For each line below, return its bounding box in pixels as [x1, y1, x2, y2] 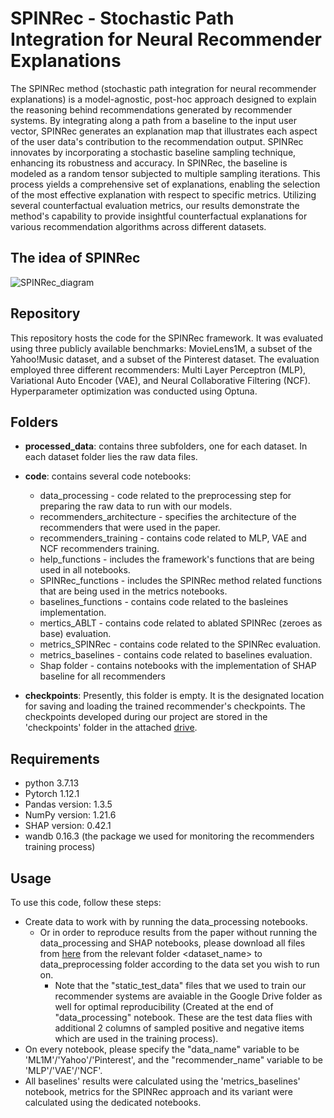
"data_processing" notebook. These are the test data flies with [54, 1012, 313, 1023]
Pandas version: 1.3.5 [24, 798, 113, 811]
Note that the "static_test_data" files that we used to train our [54, 980, 307, 991]
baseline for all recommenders [39, 670, 166, 682]
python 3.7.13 [24, 777, 80, 789]
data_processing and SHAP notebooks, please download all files [39, 937, 306, 949]
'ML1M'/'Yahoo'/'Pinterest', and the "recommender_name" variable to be [24, 1054, 324, 1066]
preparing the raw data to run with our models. [39, 500, 233, 512]
